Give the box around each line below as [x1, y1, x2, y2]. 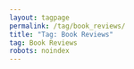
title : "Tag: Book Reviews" [9, 30, 114, 39]
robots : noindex [9, 47, 70, 56]
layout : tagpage [9, 13, 70, 22]
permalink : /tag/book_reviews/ [9, 22, 126, 30]
